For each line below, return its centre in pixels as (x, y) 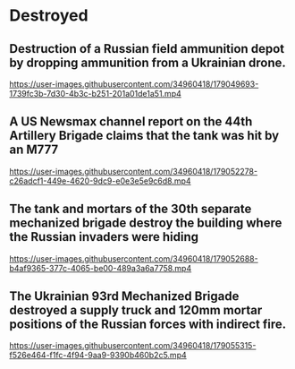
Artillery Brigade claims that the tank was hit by (144, 136)
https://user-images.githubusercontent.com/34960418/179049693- (134, 84)
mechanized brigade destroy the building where (146, 223)
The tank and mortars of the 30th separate (131, 209)
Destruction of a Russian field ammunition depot (147, 49)
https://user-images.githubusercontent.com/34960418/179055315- (133, 346)
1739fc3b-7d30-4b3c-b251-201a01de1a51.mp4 (95, 94)
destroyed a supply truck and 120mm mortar (136, 310)
